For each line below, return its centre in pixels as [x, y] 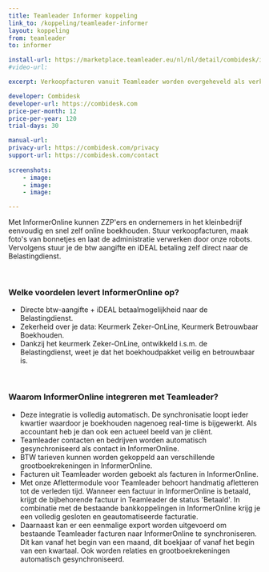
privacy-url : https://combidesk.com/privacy [84, 148]
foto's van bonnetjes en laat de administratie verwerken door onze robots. [130, 239]
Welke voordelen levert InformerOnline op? [94, 293]
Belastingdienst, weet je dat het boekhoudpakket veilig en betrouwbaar [137, 352]
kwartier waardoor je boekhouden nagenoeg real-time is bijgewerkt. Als [139, 423]
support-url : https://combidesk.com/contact [84, 155]
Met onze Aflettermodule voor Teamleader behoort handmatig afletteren [139, 482]
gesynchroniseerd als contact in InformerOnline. [100, 448]
